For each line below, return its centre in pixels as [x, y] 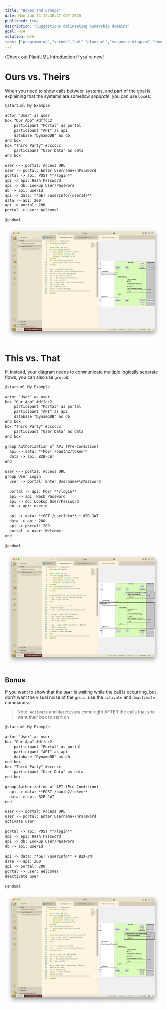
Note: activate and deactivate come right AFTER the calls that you [86, 712]
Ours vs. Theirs [38, 77]
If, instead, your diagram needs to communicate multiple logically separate [82, 372]
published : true [22, 21]
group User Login [23, 477]
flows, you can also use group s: [37, 377]
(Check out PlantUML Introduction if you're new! [55, 57]
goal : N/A [15, 32]
